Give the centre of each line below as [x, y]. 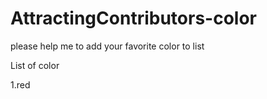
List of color [35, 65]
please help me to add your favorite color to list [107, 46]
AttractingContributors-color [133, 18]
